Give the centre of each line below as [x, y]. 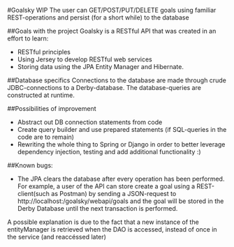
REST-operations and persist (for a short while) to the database [98, 17]
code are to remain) [46, 137]
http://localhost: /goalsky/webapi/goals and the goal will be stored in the [120, 201]
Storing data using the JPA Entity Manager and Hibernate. [100, 67]
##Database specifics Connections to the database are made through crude [117, 80]
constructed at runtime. [41, 95]
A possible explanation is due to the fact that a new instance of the [103, 222]
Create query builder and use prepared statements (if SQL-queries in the [122, 129]
